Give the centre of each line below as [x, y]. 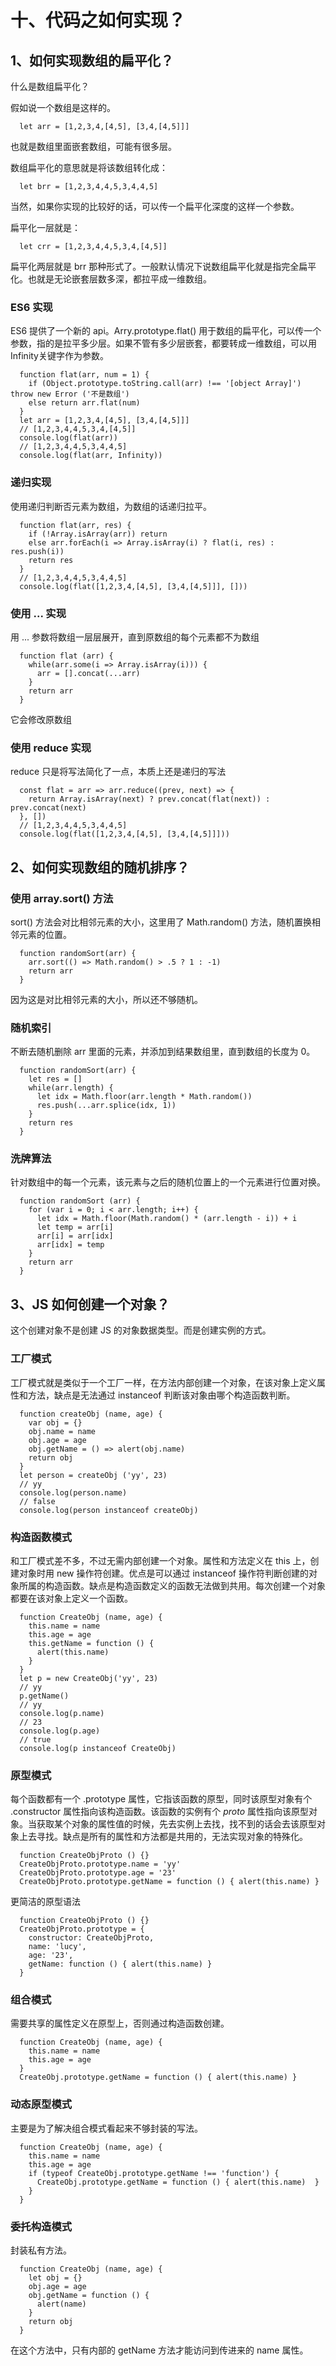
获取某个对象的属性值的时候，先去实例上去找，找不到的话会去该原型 [176, 1824]
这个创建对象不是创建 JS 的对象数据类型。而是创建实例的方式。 [141, 1330]
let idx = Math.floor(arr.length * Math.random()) [144, 1097]
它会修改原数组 [41, 719]
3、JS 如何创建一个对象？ [90, 1304]
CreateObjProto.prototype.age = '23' [98, 1873]
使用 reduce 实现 [51, 748]
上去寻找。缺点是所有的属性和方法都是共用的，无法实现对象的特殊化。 [163, 1837]
